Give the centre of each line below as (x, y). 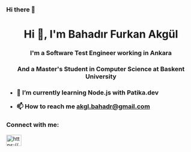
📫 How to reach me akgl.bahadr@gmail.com (83, 107)
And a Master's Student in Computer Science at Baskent (101, 69)
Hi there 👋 (21, 10)
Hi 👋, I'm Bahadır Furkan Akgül (101, 34)
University (101, 76)
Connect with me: (33, 125)
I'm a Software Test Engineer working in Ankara (101, 53)
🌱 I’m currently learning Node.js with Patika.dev (88, 92)
